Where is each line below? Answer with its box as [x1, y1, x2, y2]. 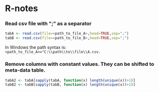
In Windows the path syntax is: [5, 45, 66, 50]
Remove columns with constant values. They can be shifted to [5, 61, 154, 68]
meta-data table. [5, 67, 46, 74]
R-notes [5, 3, 38, 14]
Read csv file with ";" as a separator [5, 20, 92, 27]
